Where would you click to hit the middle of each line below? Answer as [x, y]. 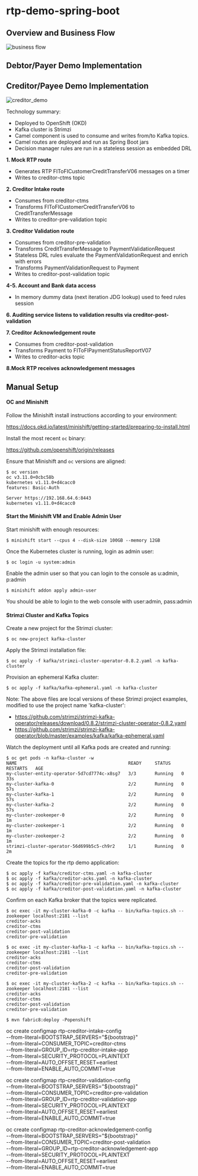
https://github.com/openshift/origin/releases [60, 450]
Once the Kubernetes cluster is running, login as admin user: [80, 551]
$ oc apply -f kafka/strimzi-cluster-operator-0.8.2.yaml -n [83, 661]
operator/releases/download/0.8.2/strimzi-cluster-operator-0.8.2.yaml [100, 723]
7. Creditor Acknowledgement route [51, 333]
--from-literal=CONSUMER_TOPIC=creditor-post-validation [79, 1142]
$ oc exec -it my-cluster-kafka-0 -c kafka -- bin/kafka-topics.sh [91, 911]
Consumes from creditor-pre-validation [63, 243]
